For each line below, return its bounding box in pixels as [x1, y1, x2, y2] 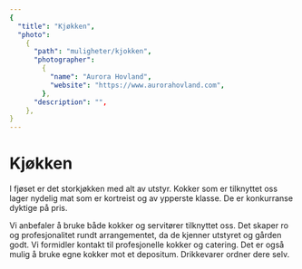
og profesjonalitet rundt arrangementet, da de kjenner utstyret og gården [9, 230, 282, 241]
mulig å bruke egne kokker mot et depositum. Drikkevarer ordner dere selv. [9, 249, 290, 260]
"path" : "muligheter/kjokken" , [33, 47, 152, 56]
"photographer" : [33, 55, 95, 64]
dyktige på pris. [9, 203, 68, 214]
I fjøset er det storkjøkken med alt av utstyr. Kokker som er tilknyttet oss [9, 183, 278, 195]
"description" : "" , [33, 97, 107, 107]
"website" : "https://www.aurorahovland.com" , [49, 81, 225, 90]
